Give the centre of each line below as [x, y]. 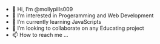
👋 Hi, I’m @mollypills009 [42, 9]
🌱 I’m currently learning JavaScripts [57, 22]
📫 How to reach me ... [40, 35]
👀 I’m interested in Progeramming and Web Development [83, 15]
